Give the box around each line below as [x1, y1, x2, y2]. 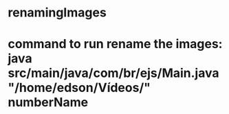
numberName [8, 95, 89, 111]
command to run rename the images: [8, 36, 223, 52]
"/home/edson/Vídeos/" [8, 80, 151, 95]
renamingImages [8, 5, 107, 21]
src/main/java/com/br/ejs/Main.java [8, 65, 219, 81]
